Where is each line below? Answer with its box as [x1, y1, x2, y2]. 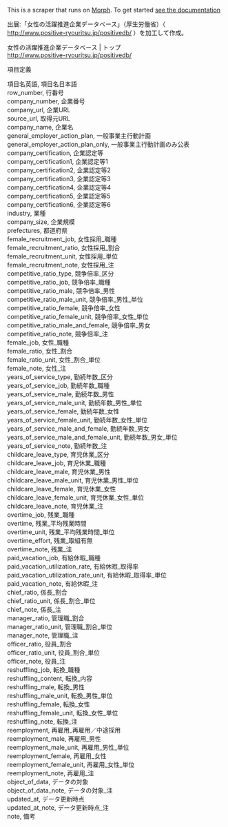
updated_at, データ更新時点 [7, 795, 85, 803]
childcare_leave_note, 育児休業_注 [7, 502, 104, 510]
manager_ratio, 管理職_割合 [7, 614, 85, 622]
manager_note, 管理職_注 [7, 631, 79, 640]
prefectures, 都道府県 [7, 227, 68, 234]
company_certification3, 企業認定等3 [7, 175, 112, 183]
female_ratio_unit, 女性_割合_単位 [7, 356, 101, 364]
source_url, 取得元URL [7, 114, 71, 123]
